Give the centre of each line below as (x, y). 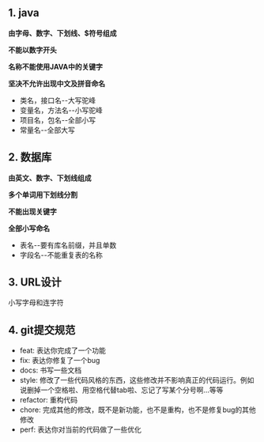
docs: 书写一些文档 (51, 370)
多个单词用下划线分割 (43, 195)
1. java (24, 13)
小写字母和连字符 (36, 303)
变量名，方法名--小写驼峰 (61, 110)
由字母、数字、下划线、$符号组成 (62, 33)
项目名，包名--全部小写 (58, 120)
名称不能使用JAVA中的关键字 (56, 66)
